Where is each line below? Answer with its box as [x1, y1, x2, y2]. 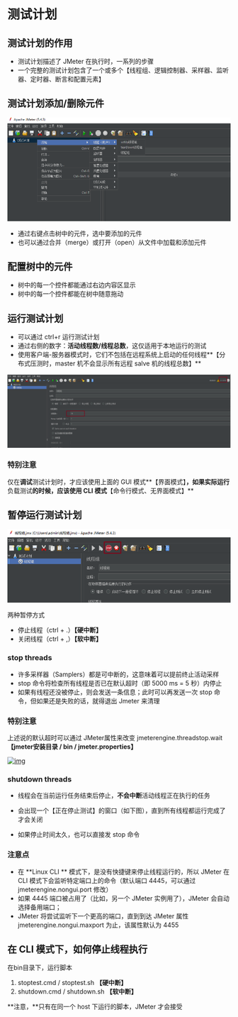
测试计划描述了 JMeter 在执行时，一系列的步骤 [17, 57, 154, 65]
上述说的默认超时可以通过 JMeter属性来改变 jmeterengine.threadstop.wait [7, 733, 223, 742]
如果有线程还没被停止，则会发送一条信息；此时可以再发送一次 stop [17, 688, 212, 696]
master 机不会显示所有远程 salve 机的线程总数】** [55, 359, 202, 368]
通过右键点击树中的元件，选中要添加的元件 [17, 229, 142, 238]
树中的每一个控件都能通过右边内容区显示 [17, 281, 136, 290]
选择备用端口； [17, 903, 62, 911]
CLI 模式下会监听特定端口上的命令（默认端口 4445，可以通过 [17, 876, 196, 884]
